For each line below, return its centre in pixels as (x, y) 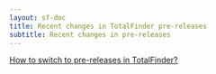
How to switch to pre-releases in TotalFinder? (94, 60)
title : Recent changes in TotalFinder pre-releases (108, 26)
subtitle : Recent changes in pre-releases (90, 34)
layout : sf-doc (38, 18)
